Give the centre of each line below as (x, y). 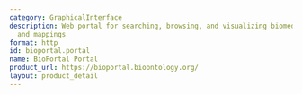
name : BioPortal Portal (54, 59)
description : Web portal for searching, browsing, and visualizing (138, 26)
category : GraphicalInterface (66, 17)
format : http (34, 43)
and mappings (42, 34)
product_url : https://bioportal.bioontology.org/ (104, 68)
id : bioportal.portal (50, 51)
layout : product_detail (54, 76)
